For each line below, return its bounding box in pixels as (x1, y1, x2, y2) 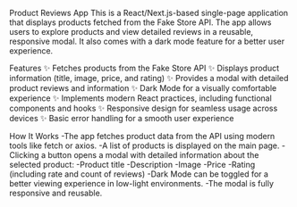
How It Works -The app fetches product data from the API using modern (9, 131, 276, 141)
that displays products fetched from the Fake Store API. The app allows (9, 17, 272, 28)
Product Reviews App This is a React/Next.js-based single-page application (9, 8, 289, 18)
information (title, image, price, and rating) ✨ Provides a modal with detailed (9, 73, 289, 83)
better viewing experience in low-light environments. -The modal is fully (9, 178, 275, 188)
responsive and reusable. (9, 187, 103, 198)
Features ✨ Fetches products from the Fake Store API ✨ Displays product (9, 62, 280, 73)
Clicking (9, 150, 39, 160)
